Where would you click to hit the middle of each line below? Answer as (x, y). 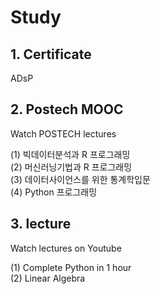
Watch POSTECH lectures (63, 133)
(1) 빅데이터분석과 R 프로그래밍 (70, 154)
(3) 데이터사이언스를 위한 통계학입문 (80, 179)
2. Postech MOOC (67, 109)
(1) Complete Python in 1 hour (71, 267)
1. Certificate (51, 54)
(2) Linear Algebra (48, 278)
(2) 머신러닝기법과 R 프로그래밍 (71, 167)
